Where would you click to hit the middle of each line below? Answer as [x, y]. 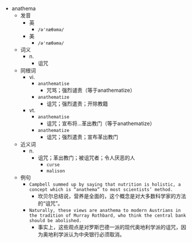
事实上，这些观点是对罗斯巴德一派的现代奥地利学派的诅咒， [109, 227]
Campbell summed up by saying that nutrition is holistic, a [105, 185]
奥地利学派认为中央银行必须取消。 [84, 234]
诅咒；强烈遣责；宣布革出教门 [82, 137]
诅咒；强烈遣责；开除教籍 [77, 104]
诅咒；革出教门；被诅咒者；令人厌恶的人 [86, 158]
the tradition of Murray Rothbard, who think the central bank [107, 216]
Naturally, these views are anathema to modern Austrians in [105, 210]
